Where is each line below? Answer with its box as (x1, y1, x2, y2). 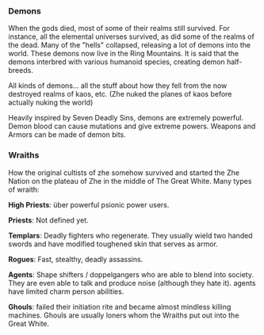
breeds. (8, 66, 33, 75)
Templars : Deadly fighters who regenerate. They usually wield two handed (8, 230, 253, 240)
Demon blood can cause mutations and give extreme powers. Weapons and (8, 121, 256, 131)
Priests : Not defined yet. (8, 215, 89, 225)
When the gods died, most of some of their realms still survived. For (8, 24, 230, 33)
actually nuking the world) (8, 97, 94, 108)
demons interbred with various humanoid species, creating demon (8, 57, 226, 67)
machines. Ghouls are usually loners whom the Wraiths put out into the (8, 310, 239, 320)
